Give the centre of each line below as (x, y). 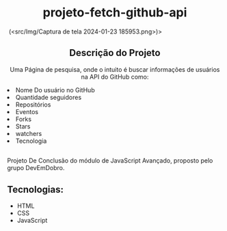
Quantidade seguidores (49, 97)
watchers (29, 133)
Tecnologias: (35, 189)
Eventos (27, 111)
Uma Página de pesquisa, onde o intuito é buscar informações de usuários (115, 69)
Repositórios (34, 105)
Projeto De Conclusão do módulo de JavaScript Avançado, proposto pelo (110, 161)
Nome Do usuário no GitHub (55, 90)
